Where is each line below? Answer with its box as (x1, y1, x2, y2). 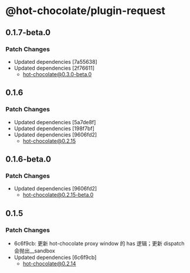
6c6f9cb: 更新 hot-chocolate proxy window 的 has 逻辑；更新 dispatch (13, 240, 185, 247)
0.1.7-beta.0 (5, 28, 51, 37)
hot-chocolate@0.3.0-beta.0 (22, 70, 92, 77)
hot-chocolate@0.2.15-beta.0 (22, 192, 94, 199)
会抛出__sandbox (13, 247, 55, 254)
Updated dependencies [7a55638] (13, 58, 97, 65)
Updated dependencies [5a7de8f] (13, 118, 96, 125)
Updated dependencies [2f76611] (13, 64, 95, 71)
